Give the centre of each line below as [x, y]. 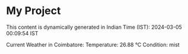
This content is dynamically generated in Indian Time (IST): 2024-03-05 [94, 27]
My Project [34, 11]
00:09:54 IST [22, 33]
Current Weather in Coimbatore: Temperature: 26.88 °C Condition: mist [93, 45]
